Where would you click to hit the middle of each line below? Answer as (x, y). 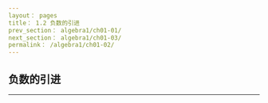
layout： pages (33, 15)
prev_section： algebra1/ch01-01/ (65, 30)
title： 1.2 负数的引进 (44, 23)
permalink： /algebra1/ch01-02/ (61, 45)
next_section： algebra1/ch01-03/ (65, 38)
